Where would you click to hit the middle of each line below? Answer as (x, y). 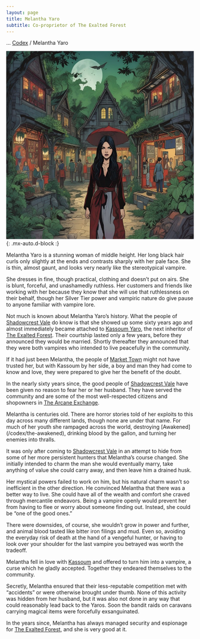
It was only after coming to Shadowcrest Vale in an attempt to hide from (94, 451)
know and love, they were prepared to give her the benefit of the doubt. (94, 372)
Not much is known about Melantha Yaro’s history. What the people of (92, 316)
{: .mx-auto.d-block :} (33, 243)
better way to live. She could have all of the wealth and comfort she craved (98, 495)
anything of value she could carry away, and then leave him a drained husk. (99, 470)
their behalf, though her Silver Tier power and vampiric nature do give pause (100, 298)
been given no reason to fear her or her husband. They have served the (94, 390)
